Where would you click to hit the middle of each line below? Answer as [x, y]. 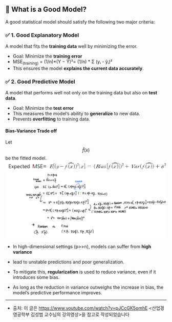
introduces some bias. [36, 277]
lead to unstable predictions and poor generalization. [68, 262]
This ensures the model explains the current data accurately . [78, 68]
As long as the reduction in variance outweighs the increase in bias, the [88, 287]
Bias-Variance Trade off [31, 131]
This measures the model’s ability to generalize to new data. [76, 114]
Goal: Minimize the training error [47, 56]
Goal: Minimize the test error [43, 108]
